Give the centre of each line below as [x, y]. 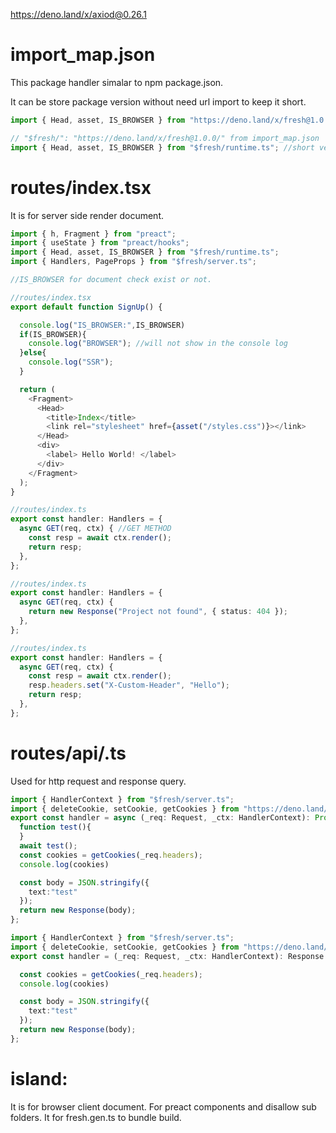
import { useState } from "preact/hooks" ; [100, 243]
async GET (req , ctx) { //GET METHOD [95, 529]
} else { [33, 353]
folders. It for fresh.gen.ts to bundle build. [96, 1117]
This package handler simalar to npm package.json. [117, 82]
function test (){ [55, 827]
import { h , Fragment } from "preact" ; [93, 234]
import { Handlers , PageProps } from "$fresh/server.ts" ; [133, 262]
